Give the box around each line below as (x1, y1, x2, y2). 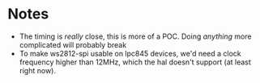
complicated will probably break (19, 39, 127, 49)
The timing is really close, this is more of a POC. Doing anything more (19, 31, 252, 41)
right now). (19, 65, 56, 75)
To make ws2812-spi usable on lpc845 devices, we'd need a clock (19, 48, 242, 58)
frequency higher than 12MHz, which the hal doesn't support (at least (19, 57, 252, 67)
